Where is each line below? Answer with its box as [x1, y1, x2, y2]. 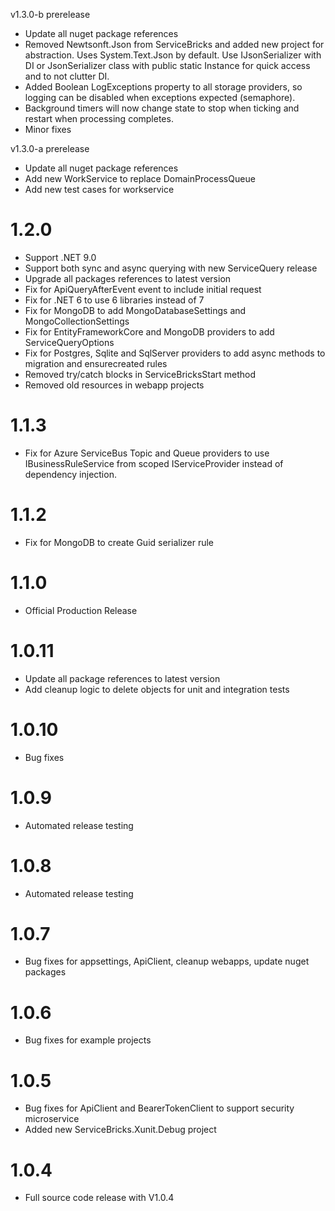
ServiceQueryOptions [24, 336, 115, 348]
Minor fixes [24, 124, 72, 135]
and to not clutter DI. [24, 70, 110, 82]
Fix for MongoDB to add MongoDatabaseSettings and [24, 304, 247, 316]
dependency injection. [24, 468, 117, 480]
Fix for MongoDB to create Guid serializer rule [24, 536, 215, 548]
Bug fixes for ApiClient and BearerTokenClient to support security [24, 1102, 295, 1114]
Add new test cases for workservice [24, 184, 175, 195]
